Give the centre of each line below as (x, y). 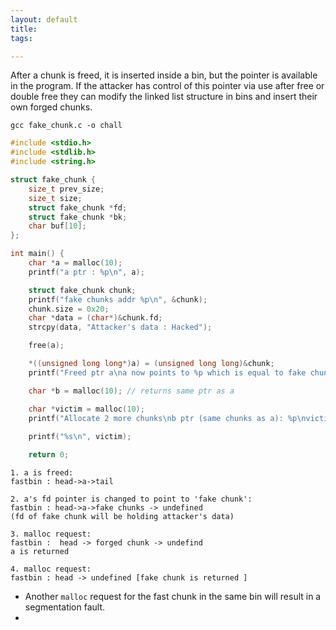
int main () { (37, 254)
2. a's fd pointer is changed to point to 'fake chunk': (131, 499)
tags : (21, 38)
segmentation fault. (65, 607)
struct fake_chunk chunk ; (82, 290)
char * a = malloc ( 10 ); (75, 263)
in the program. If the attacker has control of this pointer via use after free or (167, 86)
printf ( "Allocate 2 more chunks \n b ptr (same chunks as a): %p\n (167, 418)
